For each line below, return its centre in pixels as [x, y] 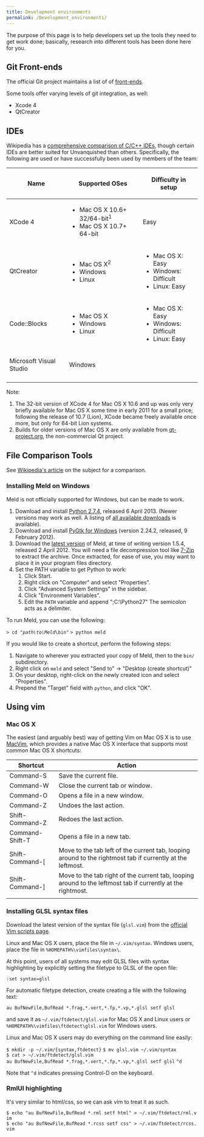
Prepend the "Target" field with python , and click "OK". [83, 688]
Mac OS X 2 [95, 264]
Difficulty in [169, 180]
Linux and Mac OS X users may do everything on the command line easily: [99, 1037]
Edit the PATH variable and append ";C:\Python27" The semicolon [105, 601]
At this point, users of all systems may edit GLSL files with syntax [88, 961]
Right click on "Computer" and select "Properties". [87, 582]
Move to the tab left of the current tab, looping [124, 851]
